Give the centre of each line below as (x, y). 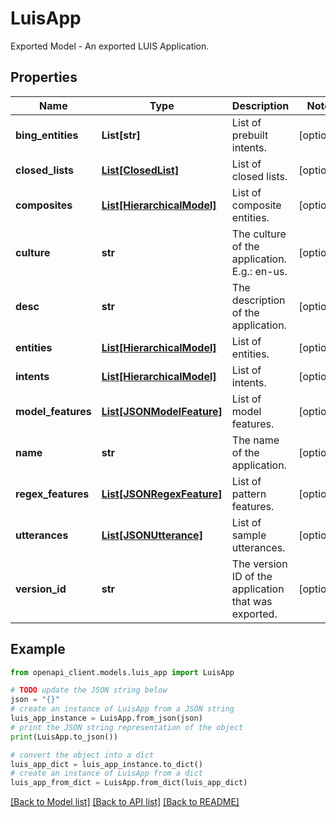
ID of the (252, 576)
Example (38, 649)
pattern (249, 494)
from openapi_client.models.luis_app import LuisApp (122, 672)
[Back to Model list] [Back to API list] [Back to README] (125, 802)
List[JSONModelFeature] (162, 411)
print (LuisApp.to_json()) (64, 737)
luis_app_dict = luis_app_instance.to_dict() (106, 764)
